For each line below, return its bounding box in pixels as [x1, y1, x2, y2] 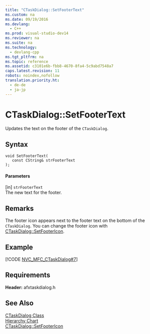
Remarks [5, 204, 34, 212]
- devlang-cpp [10, 49, 39, 54]
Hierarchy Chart [5, 317, 39, 323]
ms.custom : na [5, 12, 35, 17]
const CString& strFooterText [12, 158, 76, 163]
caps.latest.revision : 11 [5, 69, 59, 74]
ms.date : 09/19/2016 [5, 17, 49, 22]
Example [5, 243, 33, 251]
